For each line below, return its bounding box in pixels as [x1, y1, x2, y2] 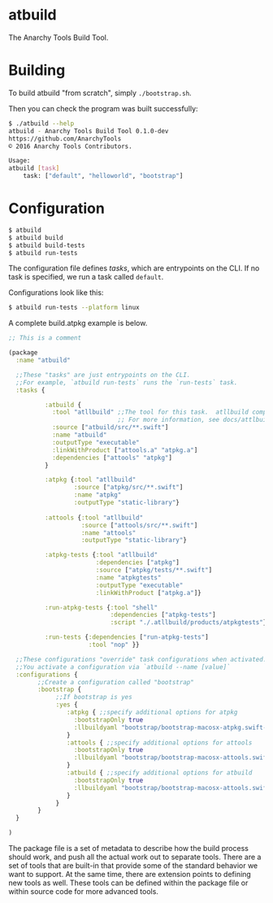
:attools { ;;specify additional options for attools [66, 738, 253, 747]
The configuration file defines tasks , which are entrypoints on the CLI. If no [8, 263, 260, 273]
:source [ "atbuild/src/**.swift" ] [51, 423, 169, 432]
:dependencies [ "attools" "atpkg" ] [51, 454, 173, 462]
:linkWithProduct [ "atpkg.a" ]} [95, 588, 201, 597]
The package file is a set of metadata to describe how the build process [8, 844, 249, 853]
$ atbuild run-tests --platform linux [8, 303, 140, 312]
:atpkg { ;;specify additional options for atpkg [66, 709, 238, 717]
